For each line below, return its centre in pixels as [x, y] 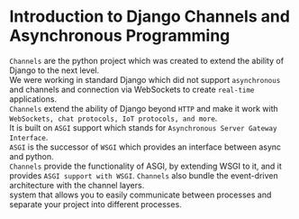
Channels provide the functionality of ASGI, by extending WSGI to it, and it [145, 166]
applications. [33, 99]
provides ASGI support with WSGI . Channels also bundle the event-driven [144, 175]
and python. [32, 156]
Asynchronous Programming [120, 36]
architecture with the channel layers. [77, 185]
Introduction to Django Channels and [150, 17]
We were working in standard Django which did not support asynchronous [145, 79]
